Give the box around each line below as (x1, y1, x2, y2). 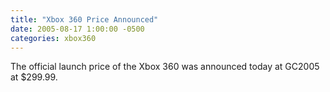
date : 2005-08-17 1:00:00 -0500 (10, 24, 145, 34)
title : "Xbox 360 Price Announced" (10, 14, 159, 25)
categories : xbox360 (10, 33, 97, 43)
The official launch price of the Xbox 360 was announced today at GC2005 (10, 61, 320, 73)
